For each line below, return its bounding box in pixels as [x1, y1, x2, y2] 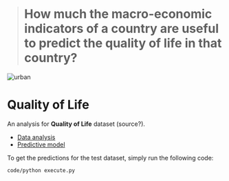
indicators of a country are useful [23, 21, 219, 36]
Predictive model [17, 140, 65, 149]
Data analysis [17, 133, 56, 141]
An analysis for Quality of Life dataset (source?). [7, 120, 146, 128]
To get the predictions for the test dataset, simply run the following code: [7, 153, 214, 162]
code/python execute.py [7, 167, 76, 174]
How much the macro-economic [23, 6, 212, 22]
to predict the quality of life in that [23, 36, 222, 51]
